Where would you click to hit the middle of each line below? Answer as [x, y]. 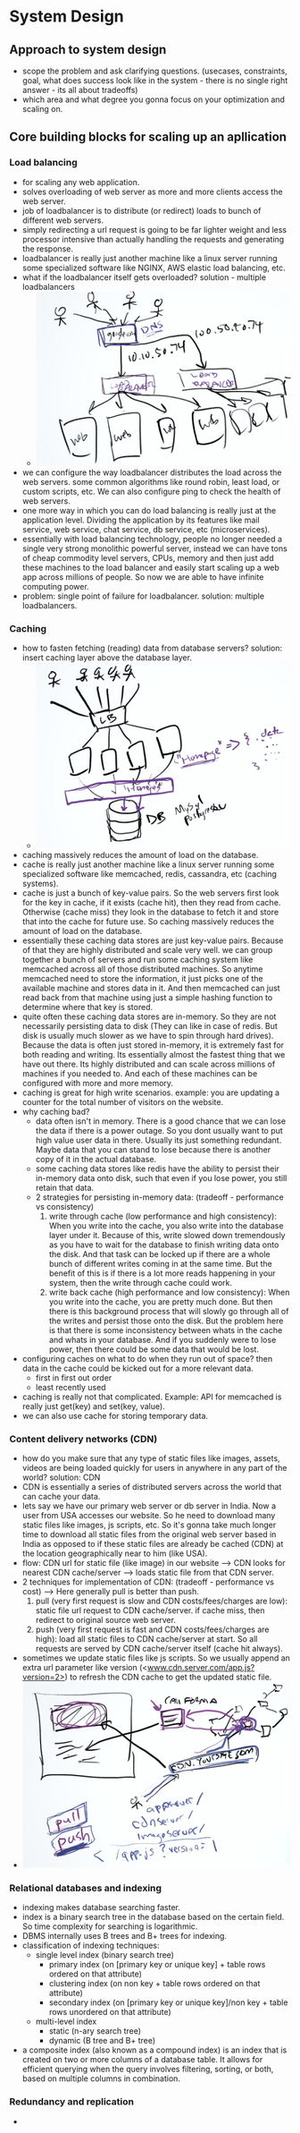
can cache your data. [61, 1497]
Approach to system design [88, 50]
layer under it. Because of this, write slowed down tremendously [167, 1235]
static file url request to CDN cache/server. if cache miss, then [150, 1610]
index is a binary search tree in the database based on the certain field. [153, 1917]
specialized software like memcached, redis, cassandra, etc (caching [149, 873]
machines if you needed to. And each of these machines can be [140, 1073]
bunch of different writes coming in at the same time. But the [160, 1263]
